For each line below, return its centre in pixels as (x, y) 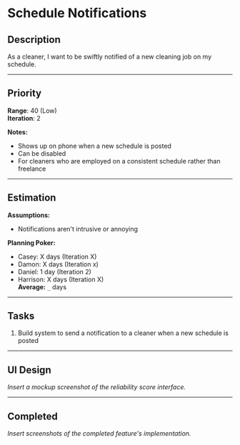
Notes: (18, 132)
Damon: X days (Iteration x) (58, 264)
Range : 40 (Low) (32, 110)
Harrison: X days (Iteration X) (61, 279)
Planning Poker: (31, 242)
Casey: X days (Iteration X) (57, 256)
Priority (24, 93)
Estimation (32, 198)
